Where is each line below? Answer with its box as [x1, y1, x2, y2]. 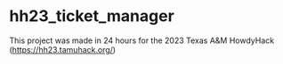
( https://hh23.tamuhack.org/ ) [9, 44, 117, 54]
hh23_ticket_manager [9, 6, 175, 26]
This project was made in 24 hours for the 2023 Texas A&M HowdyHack [9, 35, 274, 46]
